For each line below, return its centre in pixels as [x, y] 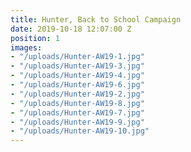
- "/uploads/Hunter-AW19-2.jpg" [77, 94]
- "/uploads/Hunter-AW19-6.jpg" [77, 85]
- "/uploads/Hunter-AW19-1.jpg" [77, 57]
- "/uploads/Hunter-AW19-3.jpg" [77, 66]
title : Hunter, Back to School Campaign [96, 19]
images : [26, 47]
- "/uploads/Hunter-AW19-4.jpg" [77, 76]
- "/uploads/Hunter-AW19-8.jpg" [77, 103]
